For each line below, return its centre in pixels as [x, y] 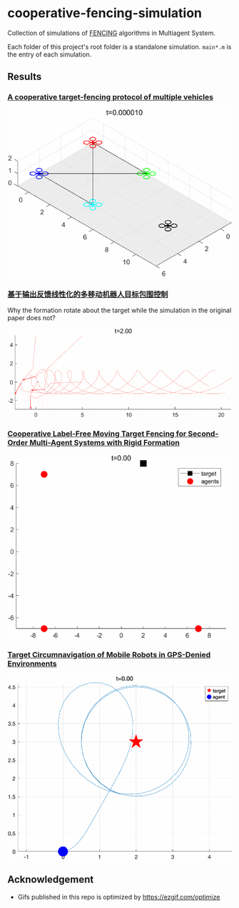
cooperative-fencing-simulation [105, 13]
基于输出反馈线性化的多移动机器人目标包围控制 [88, 294]
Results [25, 77]
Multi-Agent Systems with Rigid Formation [105, 443]
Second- [203, 434]
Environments [32, 664]
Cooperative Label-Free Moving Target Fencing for [97, 434]
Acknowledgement [51, 880]
